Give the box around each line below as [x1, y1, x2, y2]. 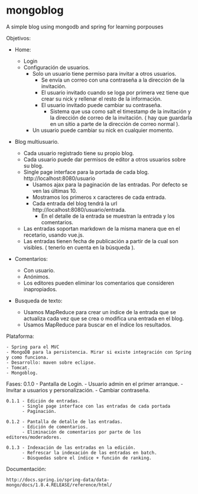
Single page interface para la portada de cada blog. [23, 168, 150, 175]
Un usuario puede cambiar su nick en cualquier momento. [32, 127, 174, 134]
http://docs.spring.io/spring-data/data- [6, 477, 110, 483]
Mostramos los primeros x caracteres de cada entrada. [32, 193, 167, 201]
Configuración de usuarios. [23, 63, 90, 71]
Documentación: [6, 465, 47, 472]
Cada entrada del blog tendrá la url [32, 199, 118, 207]
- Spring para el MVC [6, 344, 60, 350]
